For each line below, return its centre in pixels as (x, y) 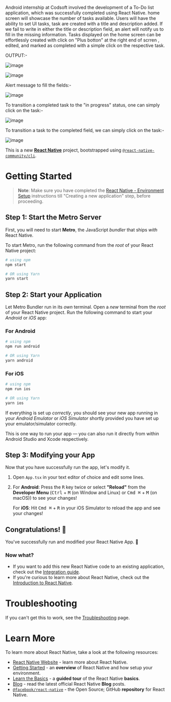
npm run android (22, 347)
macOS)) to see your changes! (45, 498)
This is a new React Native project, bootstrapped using (63, 150)
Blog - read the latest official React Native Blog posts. (69, 684)
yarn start (17, 279)
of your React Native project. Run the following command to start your (79, 312)
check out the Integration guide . (46, 572)
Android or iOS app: (26, 318)
